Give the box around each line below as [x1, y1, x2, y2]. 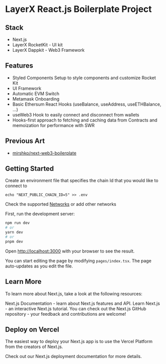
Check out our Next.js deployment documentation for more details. [5, 354, 142, 360]
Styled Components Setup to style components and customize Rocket [12, 75, 156, 81]
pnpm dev [5, 239, 23, 244]
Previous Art [5, 137, 45, 145]
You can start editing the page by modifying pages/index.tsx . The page [5, 257, 152, 263]
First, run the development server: [5, 211, 75, 217]
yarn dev [5, 230, 23, 235]
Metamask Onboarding [12, 96, 60, 102]
